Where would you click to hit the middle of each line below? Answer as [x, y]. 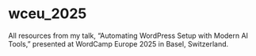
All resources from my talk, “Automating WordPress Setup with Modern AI [128, 35]
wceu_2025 [48, 14]
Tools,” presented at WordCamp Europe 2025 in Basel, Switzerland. [118, 43]
